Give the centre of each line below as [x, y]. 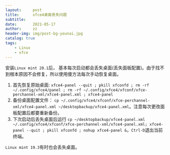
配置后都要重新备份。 [39, 113]
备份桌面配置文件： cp [36, 100]
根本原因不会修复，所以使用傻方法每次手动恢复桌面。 [65, 74]
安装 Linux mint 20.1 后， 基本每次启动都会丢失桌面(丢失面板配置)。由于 [80, 68]
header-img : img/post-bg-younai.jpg [44, 34]
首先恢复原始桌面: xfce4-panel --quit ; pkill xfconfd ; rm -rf [81, 85]
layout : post [24, 10]
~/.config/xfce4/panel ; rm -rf [47, 90]
